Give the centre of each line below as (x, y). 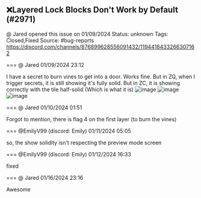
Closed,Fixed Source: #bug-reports (50, 40)
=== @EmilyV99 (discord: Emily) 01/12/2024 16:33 (69, 154)
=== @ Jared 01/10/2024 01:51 (44, 107)
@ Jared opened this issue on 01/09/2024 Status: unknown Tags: (87, 34)
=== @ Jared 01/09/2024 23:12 (45, 65)
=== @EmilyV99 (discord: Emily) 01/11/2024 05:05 (69, 131)
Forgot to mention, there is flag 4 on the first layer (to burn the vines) (91, 119)
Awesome (19, 189)
